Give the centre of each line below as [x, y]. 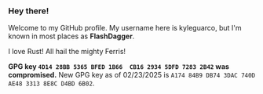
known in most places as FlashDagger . [71, 36]
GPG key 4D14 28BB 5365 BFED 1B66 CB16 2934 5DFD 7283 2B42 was [119, 67]
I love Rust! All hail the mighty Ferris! [67, 52]
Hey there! [29, 11]
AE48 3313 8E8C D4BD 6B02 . [51, 83]
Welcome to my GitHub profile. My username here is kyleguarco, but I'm [125, 28]
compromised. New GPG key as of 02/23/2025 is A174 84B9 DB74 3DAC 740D [132, 75]
